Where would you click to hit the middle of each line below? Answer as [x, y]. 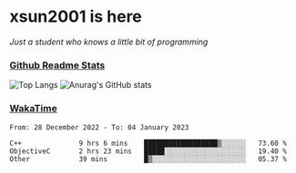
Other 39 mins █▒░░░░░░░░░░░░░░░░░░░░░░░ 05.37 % [148, 159]
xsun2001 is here [76, 17]
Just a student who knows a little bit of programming [109, 42]
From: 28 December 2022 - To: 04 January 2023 [99, 127]
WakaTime [33, 109]
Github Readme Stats [57, 65]
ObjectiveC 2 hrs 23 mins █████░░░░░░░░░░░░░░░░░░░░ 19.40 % [148, 151]
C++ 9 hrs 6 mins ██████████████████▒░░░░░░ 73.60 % [148, 143]
